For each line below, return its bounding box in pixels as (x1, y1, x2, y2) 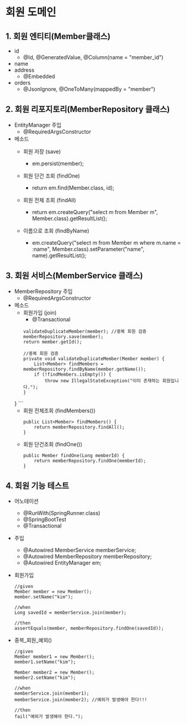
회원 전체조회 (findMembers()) (23, 407, 96, 414)
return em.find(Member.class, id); (32, 184, 114, 191)
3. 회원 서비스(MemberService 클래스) (5, 270, 144, 281)
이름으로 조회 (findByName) (23, 227, 90, 234)
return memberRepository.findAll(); (34, 424, 125, 430)
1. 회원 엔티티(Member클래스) (5, 31, 111, 41)
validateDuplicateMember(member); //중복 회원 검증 (23, 328, 147, 334)
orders (14, 79, 31, 86)
